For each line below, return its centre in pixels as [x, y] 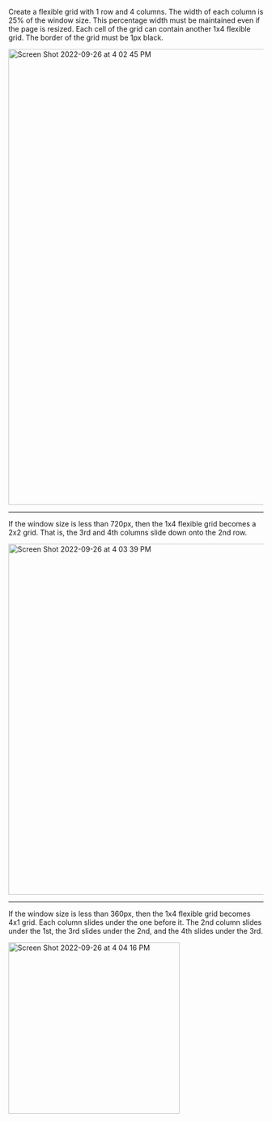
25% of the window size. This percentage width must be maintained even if [134, 20]
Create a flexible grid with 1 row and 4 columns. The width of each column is [136, 12]
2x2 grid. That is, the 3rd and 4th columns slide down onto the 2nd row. [128, 532]
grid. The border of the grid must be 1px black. [86, 37]
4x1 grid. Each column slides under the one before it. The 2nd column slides [135, 922]
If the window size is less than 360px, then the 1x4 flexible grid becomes [130, 914]
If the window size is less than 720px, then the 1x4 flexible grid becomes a [132, 524]
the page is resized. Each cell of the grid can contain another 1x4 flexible [130, 29]
